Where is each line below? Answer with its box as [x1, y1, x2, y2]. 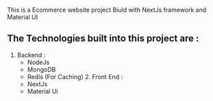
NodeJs [27, 58, 50, 66]
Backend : [16, 50, 46, 59]
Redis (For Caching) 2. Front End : [27, 72, 123, 81]
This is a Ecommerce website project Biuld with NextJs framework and [7, 6, 207, 14]
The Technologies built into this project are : [7, 33, 199, 44]
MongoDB [27, 65, 56, 74]
